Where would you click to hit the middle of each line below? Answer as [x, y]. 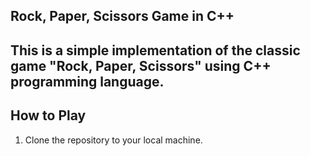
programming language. [87, 81]
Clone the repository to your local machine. [113, 140]
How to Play [48, 115]
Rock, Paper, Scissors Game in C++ [122, 16]
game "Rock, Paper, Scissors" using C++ [141, 65]
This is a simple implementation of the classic [155, 50]
